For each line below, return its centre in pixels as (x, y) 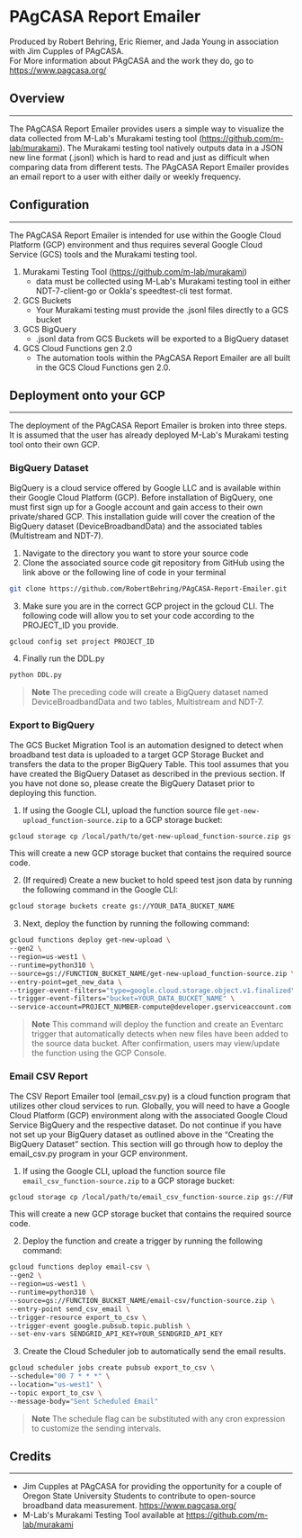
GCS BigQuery (49, 329)
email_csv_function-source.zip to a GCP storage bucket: (129, 1181)
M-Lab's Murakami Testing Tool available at (103, 1515)
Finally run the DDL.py (63, 658)
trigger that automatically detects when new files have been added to (160, 1034)
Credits (31, 1457)
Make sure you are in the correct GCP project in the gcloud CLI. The (148, 606)
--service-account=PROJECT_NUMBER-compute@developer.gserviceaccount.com (151, 1007)
